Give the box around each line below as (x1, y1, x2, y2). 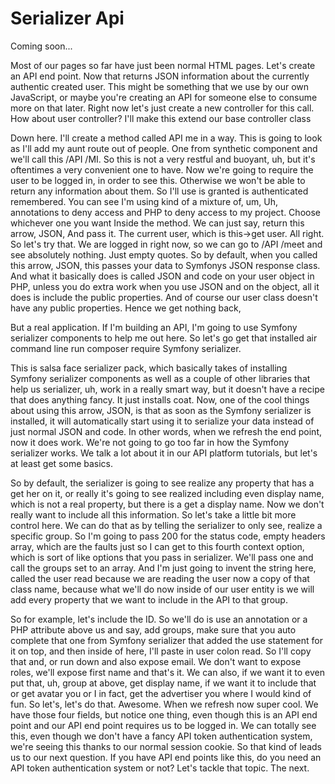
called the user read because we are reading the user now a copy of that (10, 572, 310, 584)
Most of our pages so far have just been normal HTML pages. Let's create (10, 59, 316, 71)
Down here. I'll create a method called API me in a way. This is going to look (10, 132, 323, 144)
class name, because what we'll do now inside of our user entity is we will (10, 583, 315, 595)
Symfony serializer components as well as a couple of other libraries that (10, 372, 311, 384)
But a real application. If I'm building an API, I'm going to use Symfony (10, 321, 298, 333)
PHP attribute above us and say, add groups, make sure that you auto (10, 623, 297, 636)
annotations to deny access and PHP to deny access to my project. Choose (10, 206, 321, 218)
